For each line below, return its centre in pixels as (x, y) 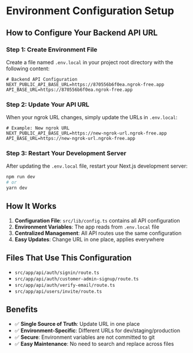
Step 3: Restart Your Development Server (66, 153)
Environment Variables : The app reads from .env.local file (87, 227)
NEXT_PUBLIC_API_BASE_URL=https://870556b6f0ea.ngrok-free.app (85, 84)
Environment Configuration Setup (90, 11)
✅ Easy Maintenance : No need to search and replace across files (94, 344)
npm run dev (21, 177)
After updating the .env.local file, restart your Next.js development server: (97, 166)
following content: (28, 68)
